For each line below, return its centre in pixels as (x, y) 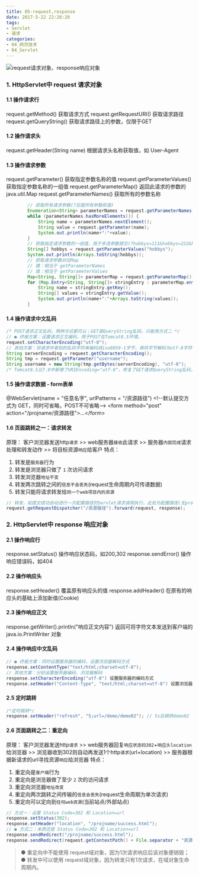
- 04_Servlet (22, 50)
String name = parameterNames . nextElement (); (95, 222)
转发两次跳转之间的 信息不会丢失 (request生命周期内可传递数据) (89, 484)
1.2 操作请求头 (23, 136)
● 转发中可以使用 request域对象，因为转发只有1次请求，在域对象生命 (105, 859)
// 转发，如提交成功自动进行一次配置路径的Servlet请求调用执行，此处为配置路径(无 (96, 503)
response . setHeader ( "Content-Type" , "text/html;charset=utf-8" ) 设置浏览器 (99, 684)
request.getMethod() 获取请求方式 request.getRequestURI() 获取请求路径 (95, 114)
